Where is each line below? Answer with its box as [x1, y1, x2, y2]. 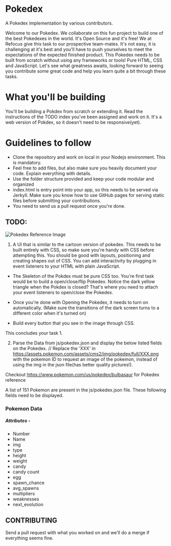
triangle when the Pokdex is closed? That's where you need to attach [12, 283, 158, 290]
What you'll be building [5, 92, 106, 103]
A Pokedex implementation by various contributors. [5, 20, 113, 26]
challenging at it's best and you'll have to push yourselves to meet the [5, 46, 152, 52]
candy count [12, 469, 40, 475]
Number [12, 430, 30, 436]
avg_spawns [12, 485, 39, 491]
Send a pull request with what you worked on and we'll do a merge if [5, 530, 150, 536]
